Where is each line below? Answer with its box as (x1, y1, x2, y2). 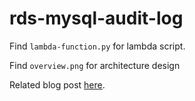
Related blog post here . (9, 78, 106, 91)
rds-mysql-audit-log (9, 7, 184, 30)
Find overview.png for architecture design (9, 59, 181, 71)
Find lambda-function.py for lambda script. (9, 40, 186, 52)
